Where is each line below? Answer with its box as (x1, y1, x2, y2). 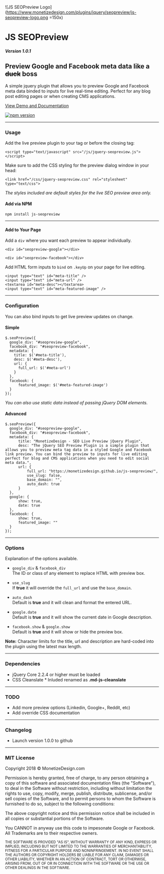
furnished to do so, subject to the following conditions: (5, 801, 115, 807)
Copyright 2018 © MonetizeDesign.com (5, 765, 85, 771)
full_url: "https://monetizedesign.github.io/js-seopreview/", (26, 469, 159, 474)
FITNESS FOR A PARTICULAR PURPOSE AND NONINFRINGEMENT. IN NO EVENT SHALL (5, 848, 154, 853)
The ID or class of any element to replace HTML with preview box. (12, 570, 145, 576)
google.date (12, 610, 37, 615)
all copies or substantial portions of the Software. (5, 816, 104, 822)
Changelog (5, 726, 32, 733)
